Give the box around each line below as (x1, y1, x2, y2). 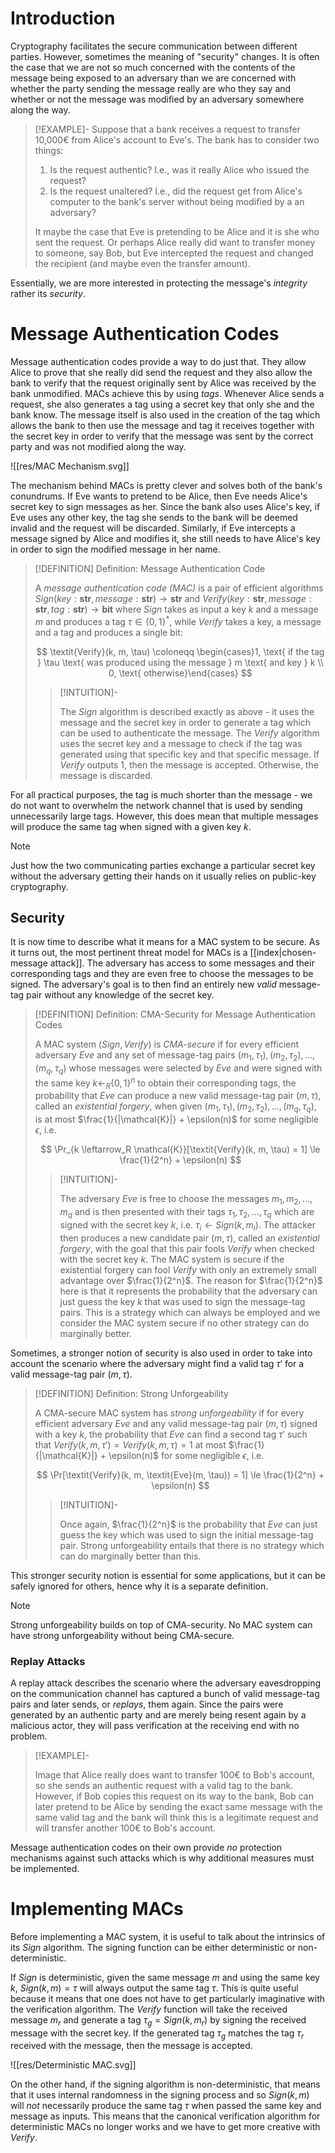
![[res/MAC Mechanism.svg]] (10, 460, 130, 472)
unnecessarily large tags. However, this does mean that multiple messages (10, 810, 319, 822)
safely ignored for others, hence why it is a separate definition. (10, 1580, 269, 1592)
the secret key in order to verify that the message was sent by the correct (10, 430, 314, 442)
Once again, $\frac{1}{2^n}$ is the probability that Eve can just (59, 1518, 318, 1530)
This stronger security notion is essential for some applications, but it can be (10, 1569, 326, 1581)
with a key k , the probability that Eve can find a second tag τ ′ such (34, 1428, 308, 1440)
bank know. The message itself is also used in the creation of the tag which (10, 408, 321, 421)
